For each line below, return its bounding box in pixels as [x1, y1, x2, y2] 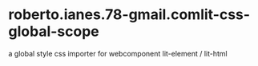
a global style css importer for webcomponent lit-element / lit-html [8, 49, 228, 58]
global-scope [8, 22, 99, 41]
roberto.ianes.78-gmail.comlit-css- [8, 6, 251, 24]
